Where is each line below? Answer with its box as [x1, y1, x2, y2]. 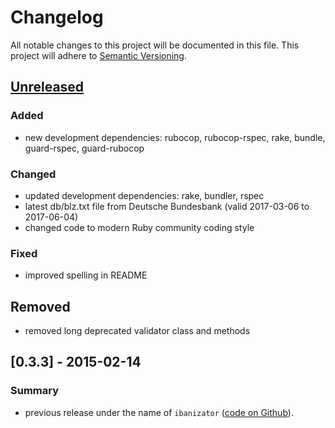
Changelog [10, 6, 104, 29]
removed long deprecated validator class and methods [24, 325, 251, 337]
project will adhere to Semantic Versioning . [10, 49, 188, 61]
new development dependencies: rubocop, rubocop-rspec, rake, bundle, [24, 131, 326, 143]
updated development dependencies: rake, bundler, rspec [24, 189, 265, 201]
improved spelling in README [24, 269, 148, 281]
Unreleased [10, 79, 85, 96]
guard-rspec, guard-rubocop [24, 142, 145, 154]
